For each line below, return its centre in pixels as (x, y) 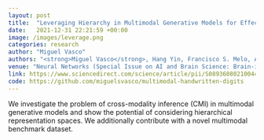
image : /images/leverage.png (56, 37)
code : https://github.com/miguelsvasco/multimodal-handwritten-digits (126, 81)
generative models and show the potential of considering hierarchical (121, 112)
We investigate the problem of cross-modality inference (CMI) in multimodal (131, 104)
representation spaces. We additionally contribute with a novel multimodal (128, 120)
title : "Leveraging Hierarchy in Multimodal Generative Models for (123, 23)
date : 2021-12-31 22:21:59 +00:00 (68, 30)
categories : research (44, 45)
